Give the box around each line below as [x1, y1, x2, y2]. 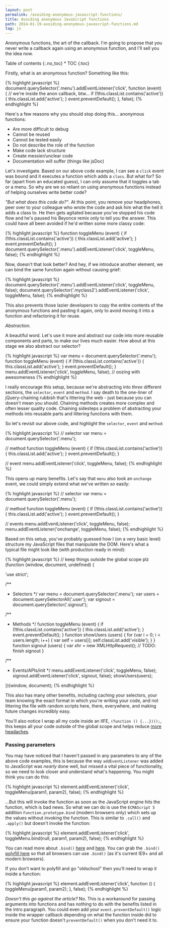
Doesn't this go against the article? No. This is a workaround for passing [5, 896, 155, 902]
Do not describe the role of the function [12, 142, 95, 148]
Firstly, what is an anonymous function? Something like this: [5, 70, 129, 76]
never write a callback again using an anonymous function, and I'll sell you [5, 45, 159, 51]
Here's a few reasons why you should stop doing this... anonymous [5, 111, 144, 117]
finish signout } [12, 648, 44, 654]
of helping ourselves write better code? [5, 189, 87, 195]
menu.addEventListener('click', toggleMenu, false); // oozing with [5, 369, 140, 375]
